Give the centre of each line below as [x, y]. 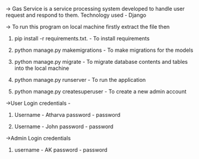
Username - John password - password [64, 126]
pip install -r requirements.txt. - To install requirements [82, 38]
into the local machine [42, 68]
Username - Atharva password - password [67, 115]
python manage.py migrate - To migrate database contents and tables [101, 62]
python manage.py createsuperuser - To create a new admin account [100, 92]
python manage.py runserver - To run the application [80, 80]
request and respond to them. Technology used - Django [76, 15]
